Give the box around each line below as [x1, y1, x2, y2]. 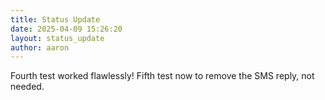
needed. [10, 81, 45, 93]
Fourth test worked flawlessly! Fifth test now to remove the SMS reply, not [10, 70, 315, 82]
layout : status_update [10, 33, 105, 43]
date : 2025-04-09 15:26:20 [10, 24, 123, 34]
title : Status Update [10, 14, 101, 25]
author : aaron [10, 42, 70, 53]
